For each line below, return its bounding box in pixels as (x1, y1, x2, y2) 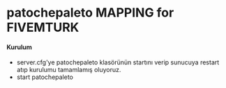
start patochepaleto (16, 73, 74, 81)
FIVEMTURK (6, 19, 80, 35)
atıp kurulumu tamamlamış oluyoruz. (16, 66, 121, 74)
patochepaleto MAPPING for (6, 5, 174, 21)
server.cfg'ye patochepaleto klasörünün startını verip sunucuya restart (16, 58, 220, 67)
